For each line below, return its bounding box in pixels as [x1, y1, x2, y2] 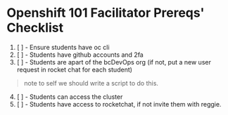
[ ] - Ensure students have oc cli [16, 43, 110, 51]
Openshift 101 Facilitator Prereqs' [6, 5, 205, 21]
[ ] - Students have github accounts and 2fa [16, 50, 144, 59]
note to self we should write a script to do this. [23, 79, 159, 87]
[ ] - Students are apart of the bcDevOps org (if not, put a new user [16, 57, 212, 66]
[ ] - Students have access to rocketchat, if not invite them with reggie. [16, 100, 222, 108]
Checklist [6, 20, 64, 36]
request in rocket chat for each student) [16, 65, 133, 74]
